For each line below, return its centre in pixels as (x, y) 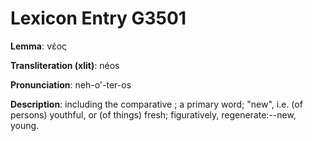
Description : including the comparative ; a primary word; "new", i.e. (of (156, 104)
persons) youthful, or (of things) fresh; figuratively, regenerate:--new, (153, 114)
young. (25, 125)
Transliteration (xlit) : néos (65, 65)
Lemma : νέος (39, 46)
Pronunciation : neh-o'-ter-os (71, 84)
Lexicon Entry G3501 (98, 18)
